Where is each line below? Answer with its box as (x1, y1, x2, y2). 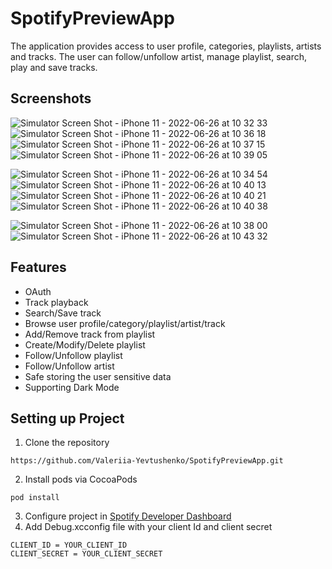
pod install (10, 493, 60, 503)
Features (10, 259, 67, 276)
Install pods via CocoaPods (24, 473, 138, 486)
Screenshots (10, 90, 92, 107)
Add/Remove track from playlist (24, 328, 156, 340)
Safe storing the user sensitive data (24, 370, 172, 382)
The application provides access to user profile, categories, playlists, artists (10, 40, 322, 52)
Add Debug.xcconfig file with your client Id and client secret (24, 521, 273, 533)
